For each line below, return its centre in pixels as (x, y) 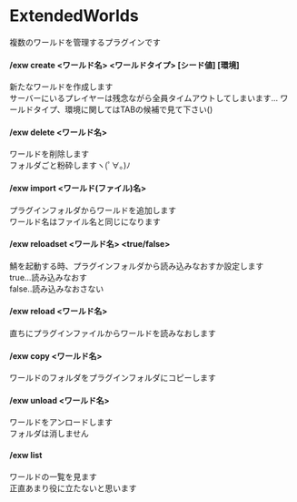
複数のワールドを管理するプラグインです (85, 42)
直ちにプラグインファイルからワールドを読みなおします (113, 333)
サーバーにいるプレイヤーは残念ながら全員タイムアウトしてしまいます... (144, 98)
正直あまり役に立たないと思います (73, 487)
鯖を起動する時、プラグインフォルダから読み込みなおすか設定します (137, 266)
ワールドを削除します (49, 154)
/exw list (26, 455)
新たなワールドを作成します (61, 87)
